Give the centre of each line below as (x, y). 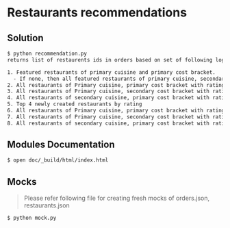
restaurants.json (47, 205)
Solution (25, 38)
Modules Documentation (61, 145)
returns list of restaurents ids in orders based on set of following (110, 60)
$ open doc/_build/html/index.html (58, 160)
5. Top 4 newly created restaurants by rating (75, 104)
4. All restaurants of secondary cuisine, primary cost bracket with (108, 98)
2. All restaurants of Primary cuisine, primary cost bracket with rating (116, 85)
